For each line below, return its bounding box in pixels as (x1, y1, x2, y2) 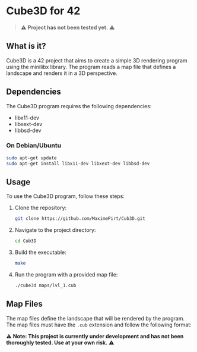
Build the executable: (14, 249, 66, 256)
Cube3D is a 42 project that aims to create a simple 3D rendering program (6, 56, 188, 64)
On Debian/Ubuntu (6, 142, 61, 150)
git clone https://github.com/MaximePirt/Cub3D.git (14, 216, 145, 222)
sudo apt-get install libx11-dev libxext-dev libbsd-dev (6, 161, 150, 166)
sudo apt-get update (6, 155, 58, 161)
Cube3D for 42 (6, 4, 81, 18)
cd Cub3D (14, 238, 37, 244)
